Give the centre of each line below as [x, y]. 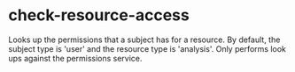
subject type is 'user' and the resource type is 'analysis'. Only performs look [147, 48]
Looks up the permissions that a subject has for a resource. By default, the [144, 40]
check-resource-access [99, 15]
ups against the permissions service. [75, 58]
